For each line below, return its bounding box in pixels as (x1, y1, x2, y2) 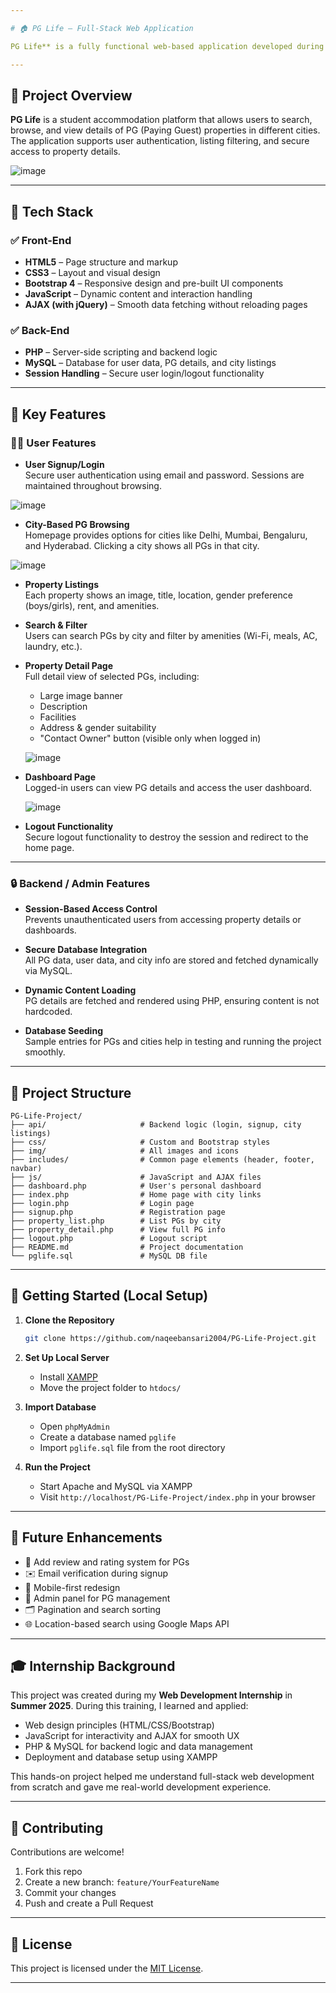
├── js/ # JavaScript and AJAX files (10, 1172, 262, 1183)
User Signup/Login (24, 458, 105, 470)
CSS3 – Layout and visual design (24, 267, 161, 278)
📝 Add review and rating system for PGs (24, 1556, 190, 1568)
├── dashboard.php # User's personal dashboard (10, 1181, 262, 1191)
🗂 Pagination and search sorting (24, 1603, 162, 1615)
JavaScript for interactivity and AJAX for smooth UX (24, 1730, 240, 1742)
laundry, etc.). (24, 640, 83, 652)
